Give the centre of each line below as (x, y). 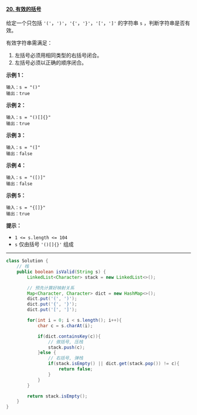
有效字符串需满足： (29, 43)
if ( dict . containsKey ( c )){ (69, 336)
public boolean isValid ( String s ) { (62, 272)
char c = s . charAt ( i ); (65, 326)
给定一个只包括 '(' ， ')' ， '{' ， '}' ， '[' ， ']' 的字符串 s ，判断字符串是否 (96, 23)
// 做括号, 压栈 (65, 342)
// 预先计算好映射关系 (51, 288)
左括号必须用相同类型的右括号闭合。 (58, 55)
